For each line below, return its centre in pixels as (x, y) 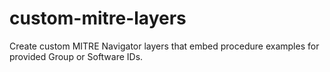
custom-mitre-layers (98, 18)
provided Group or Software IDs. (76, 56)
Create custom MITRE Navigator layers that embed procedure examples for (164, 46)
